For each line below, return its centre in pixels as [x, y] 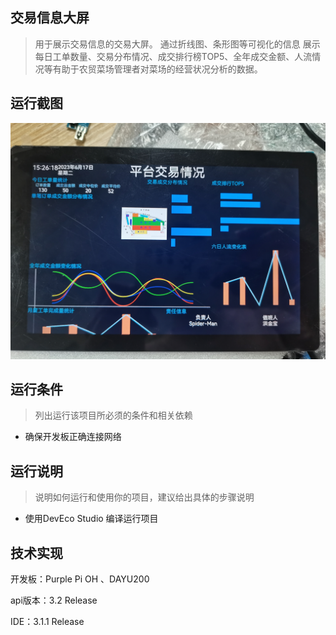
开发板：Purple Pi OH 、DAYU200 [80, 579]
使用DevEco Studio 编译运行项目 [91, 519]
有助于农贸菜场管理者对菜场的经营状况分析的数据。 [157, 69]
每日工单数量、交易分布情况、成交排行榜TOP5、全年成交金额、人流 [173, 56]
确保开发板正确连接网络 [73, 437]
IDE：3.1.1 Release [47, 622]
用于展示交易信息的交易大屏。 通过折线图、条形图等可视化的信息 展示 [177, 44]
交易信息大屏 [50, 18]
